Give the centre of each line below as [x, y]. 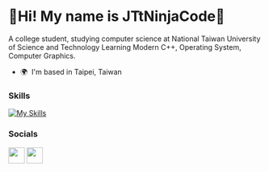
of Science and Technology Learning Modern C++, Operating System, [125, 47]
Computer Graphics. [42, 55]
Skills [19, 96]
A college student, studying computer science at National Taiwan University [134, 39]
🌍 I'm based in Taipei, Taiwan [71, 72]
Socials [23, 134]
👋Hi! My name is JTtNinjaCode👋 [117, 16]
